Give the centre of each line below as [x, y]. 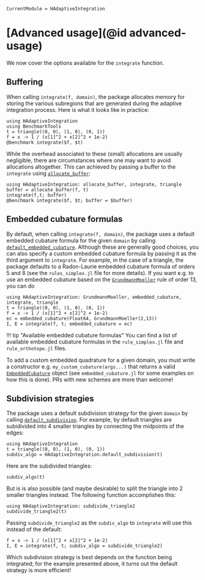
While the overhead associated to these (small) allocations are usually [94, 153]
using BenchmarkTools [34, 126]
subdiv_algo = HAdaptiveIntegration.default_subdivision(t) [85, 455]
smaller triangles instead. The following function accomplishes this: [91, 495]
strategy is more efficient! [39, 570]
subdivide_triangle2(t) [37, 512]
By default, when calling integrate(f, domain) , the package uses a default [100, 234]
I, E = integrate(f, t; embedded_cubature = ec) [69, 324]
